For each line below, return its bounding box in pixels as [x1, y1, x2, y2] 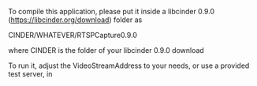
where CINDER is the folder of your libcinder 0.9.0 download [8, 46, 205, 54]
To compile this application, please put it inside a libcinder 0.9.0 [8, 7, 215, 16]
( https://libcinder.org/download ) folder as [8, 15, 143, 24]
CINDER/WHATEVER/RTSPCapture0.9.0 [8, 31, 138, 39]
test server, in [8, 69, 53, 78]
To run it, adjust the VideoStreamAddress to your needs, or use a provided [8, 61, 250, 70]
